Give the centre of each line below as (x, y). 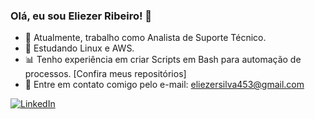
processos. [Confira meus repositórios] (105, 74)
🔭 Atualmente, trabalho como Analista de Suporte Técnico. (145, 38)
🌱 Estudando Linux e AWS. (79, 48)
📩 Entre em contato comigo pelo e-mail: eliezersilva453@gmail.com (164, 85)
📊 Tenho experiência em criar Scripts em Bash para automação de (163, 60)
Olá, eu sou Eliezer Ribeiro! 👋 (81, 16)
